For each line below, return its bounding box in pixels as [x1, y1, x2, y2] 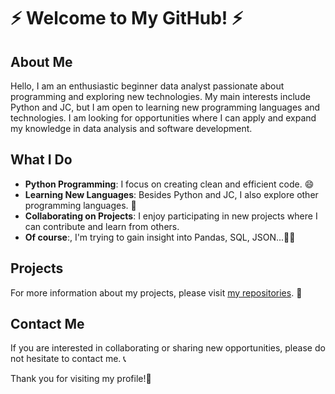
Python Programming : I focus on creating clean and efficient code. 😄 [24, 178, 315, 190]
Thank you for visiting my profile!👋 [10, 373, 152, 385]
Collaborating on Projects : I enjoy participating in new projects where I [24, 210, 318, 222]
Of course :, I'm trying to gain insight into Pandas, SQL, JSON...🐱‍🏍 [24, 231, 296, 243]
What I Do [10, 151, 73, 169]
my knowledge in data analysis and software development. [10, 123, 253, 134]
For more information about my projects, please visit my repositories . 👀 [10, 286, 303, 299]
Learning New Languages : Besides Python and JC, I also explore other [24, 188, 319, 200]
